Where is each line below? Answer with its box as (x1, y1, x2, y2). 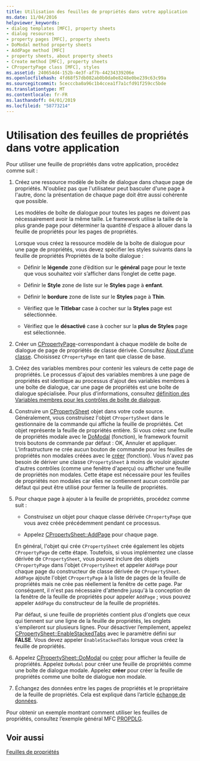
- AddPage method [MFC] (6, 48, 65, 54)
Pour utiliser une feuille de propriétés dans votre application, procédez (6, 161, 179, 168)
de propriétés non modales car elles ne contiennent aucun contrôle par (14, 478, 189, 485)
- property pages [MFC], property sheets (6, 36, 111, 42)
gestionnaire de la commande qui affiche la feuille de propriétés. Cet (14, 420, 183, 428)
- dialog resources (6, 31, 55, 37)
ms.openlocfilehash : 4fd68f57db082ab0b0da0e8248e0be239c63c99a (6, 75, 167, 81)
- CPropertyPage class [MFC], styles (6, 64, 100, 70)
